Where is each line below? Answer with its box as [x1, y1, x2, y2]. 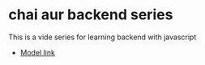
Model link [19, 47, 55, 57]
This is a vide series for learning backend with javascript [8, 32, 197, 42]
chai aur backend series [8, 6, 173, 24]
